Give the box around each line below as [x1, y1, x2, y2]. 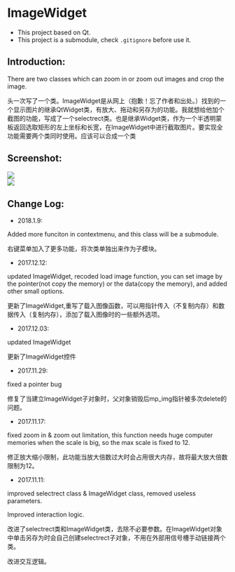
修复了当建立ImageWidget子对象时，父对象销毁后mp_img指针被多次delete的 [7, 394, 227, 403]
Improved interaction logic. [7, 510, 85, 519]
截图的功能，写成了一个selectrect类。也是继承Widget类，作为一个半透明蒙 [7, 114, 222, 122]
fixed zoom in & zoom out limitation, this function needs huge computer [7, 431, 213, 439]
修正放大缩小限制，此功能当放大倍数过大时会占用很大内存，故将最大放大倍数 [7, 453, 228, 461]
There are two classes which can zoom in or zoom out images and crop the [7, 74, 225, 83]
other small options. [7, 287, 64, 295]
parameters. [7, 497, 43, 505]
